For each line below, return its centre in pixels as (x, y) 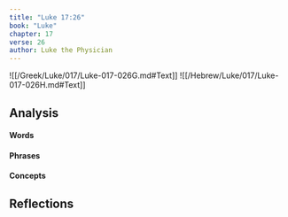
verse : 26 (27, 42)
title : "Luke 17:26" (47, 17)
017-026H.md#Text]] (47, 85)
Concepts (27, 176)
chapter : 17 (31, 34)
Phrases (25, 155)
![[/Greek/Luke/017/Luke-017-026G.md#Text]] (93, 75)
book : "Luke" (33, 26)
